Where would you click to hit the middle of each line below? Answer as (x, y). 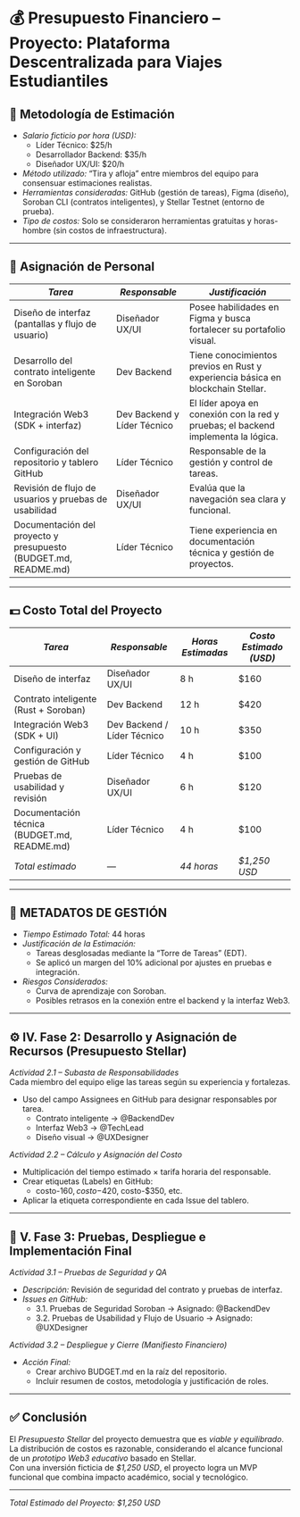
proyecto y (36, 536)
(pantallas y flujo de (55, 323)
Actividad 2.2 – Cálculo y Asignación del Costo (96, 1154)
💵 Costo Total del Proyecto (86, 610)
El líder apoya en (224, 403)
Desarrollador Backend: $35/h (91, 154)
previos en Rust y (225, 366)
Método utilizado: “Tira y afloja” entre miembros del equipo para (140, 173)
